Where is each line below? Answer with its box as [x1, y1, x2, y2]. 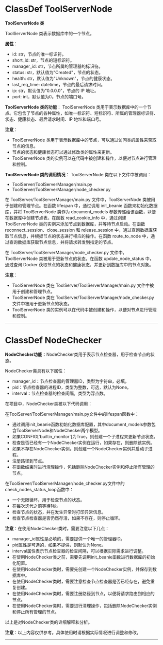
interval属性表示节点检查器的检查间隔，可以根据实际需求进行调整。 [12, 548, 147, 553]
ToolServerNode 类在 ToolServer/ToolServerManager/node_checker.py [12, 295, 154, 300]
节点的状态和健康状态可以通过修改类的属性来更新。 [12, 149, 114, 155]
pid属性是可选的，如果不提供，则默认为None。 [12, 542, 106, 548]
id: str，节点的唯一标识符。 [12, 51, 66, 57]
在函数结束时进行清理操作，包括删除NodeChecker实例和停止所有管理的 [12, 464, 155, 470]
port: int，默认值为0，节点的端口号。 [12, 93, 86, 99]
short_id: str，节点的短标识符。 [12, 57, 74, 63]
